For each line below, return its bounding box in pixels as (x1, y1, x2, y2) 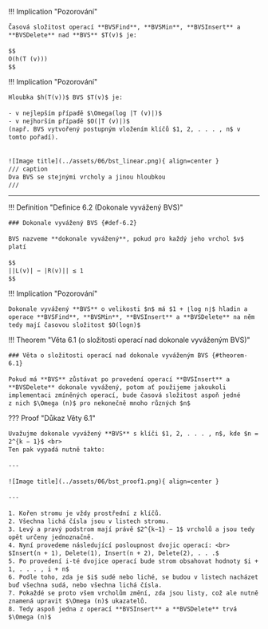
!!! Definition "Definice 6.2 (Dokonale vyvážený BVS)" (8, 202, 183, 212)
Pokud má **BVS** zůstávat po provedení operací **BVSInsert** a (8, 375, 230, 383)
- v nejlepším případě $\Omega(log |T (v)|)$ (8, 109, 162, 117)
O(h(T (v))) (8, 55, 48, 63)
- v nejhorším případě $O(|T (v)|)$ (8, 117, 130, 125)
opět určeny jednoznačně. (8, 533, 94, 541)
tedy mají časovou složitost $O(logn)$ (8, 321, 141, 329)
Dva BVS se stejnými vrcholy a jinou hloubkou (8, 173, 166, 181)
